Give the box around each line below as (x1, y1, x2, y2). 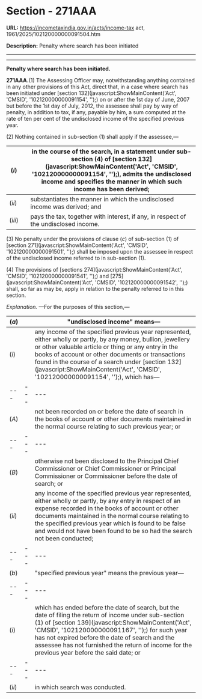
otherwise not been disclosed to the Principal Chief (34, 457, 179, 465)
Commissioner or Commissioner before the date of (34, 472, 178, 480)
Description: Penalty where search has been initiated (6, 42, 139, 49)
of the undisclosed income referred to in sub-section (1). (6, 254, 146, 261)
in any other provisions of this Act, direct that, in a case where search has (6, 83, 189, 90)
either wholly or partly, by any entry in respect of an (34, 496, 181, 505)
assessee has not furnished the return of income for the (34, 641, 192, 649)
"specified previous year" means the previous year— (34, 569, 185, 577)
